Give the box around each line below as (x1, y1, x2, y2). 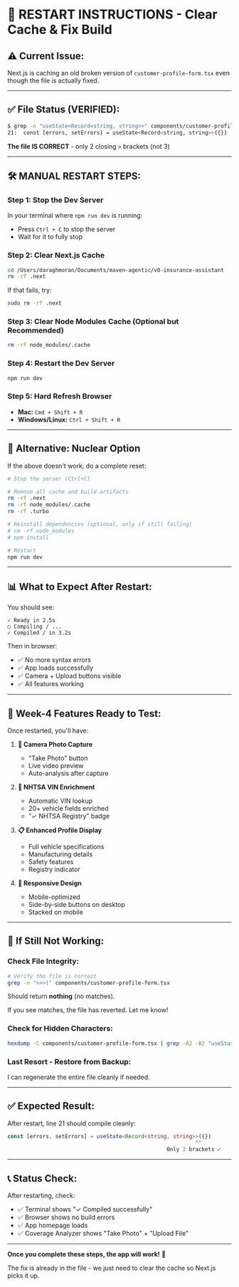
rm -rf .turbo (7, 508, 50, 515)
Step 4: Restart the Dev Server (7, 359, 115, 369)
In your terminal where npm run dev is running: (7, 211, 143, 220)
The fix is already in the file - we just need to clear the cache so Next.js (7, 1264, 216, 1273)
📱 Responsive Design (17, 879, 82, 887)
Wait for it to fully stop (17, 233, 83, 241)
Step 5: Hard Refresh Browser (7, 392, 112, 401)
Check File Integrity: (7, 957, 80, 967)
